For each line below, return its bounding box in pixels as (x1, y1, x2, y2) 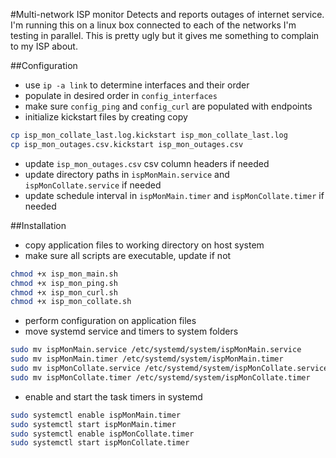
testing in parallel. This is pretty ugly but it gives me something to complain (10, 30, 320, 41)
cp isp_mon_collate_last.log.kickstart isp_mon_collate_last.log (10, 130, 288, 140)
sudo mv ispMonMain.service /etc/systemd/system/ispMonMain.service (10, 345, 302, 355)
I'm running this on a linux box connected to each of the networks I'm (10, 19, 297, 31)
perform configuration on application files (24, 315, 197, 327)
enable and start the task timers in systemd (24, 390, 203, 403)
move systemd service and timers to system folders (24, 325, 239, 338)
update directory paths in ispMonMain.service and (24, 168, 230, 180)
